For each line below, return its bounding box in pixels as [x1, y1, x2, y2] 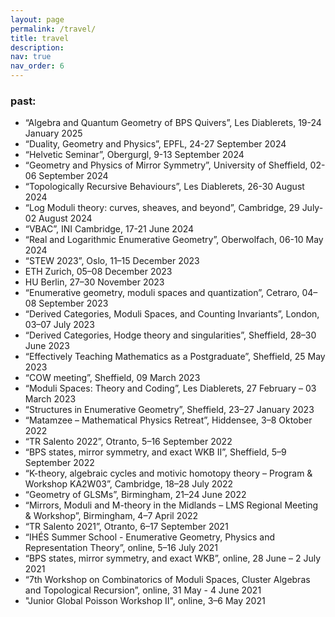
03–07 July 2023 [24, 319, 95, 331]
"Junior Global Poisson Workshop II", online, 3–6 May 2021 [24, 595, 266, 607]
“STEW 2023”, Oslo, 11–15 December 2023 [24, 255, 200, 267]
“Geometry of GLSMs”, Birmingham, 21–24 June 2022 [24, 489, 247, 501]
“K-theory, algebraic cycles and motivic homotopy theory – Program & [24, 467, 313, 480]
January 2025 [24, 127, 83, 140]
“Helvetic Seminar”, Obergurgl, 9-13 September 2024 [24, 149, 245, 161]
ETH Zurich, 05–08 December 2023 [24, 266, 173, 278]
